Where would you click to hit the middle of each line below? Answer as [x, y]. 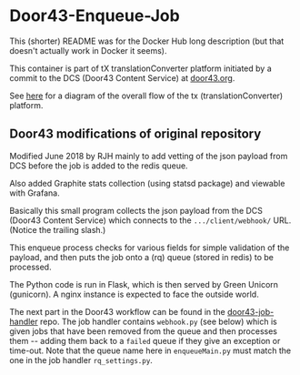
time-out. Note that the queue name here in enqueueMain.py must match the [150, 350]
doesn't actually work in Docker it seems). [88, 50]
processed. [30, 267]
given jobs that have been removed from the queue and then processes [143, 331]
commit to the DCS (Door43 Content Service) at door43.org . [122, 77]
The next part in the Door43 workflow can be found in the [117, 311]
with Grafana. [35, 193]
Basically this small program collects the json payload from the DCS [136, 210]
